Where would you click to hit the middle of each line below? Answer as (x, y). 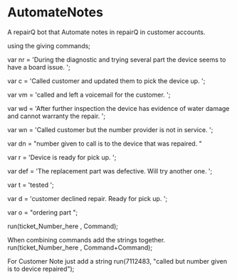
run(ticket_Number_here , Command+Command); (80, 247)
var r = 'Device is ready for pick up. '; (62, 157)
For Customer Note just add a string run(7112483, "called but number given (117, 261)
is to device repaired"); (41, 269)
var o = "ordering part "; (43, 212)
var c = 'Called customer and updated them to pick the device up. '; (106, 81)
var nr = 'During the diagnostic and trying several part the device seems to (117, 59)
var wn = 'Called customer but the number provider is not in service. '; (110, 129)
